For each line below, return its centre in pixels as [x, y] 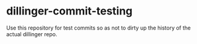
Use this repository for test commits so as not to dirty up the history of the [98, 28]
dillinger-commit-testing [69, 11]
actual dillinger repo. [32, 34]
